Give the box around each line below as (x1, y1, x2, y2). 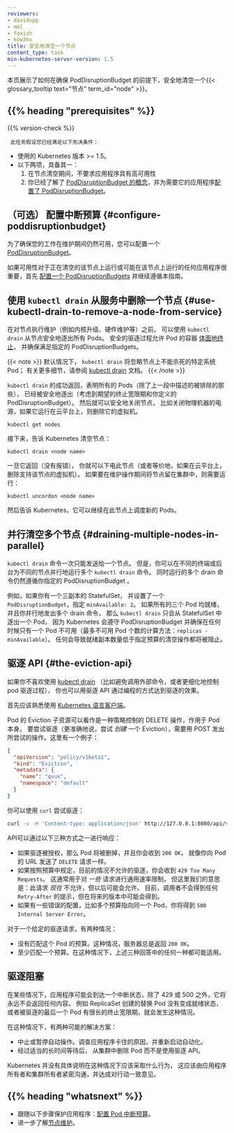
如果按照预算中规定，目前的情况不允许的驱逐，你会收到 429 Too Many (17, 865, 216, 874)
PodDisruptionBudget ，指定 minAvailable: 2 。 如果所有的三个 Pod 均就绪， (7, 600, 224, 608)
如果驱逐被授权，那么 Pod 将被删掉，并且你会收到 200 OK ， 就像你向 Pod (17, 848, 226, 856)
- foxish (7, 29, 33, 37)
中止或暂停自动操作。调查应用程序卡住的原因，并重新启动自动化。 (17, 1037, 207, 1046)
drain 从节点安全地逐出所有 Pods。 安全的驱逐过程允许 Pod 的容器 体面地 (7, 334, 218, 342)
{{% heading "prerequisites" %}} (7, 105, 155, 117)
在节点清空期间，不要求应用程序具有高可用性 (27, 169, 157, 177)
